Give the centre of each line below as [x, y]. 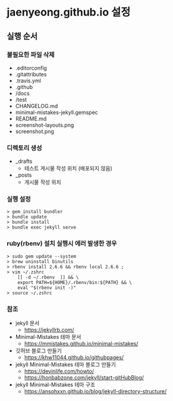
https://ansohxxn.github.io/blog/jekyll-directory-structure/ [95, 391]
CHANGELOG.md [37, 106]
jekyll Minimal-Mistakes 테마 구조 [55, 385]
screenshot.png [34, 131]
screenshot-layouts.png [45, 125]
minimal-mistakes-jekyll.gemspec [57, 112]
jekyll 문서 [27, 323]
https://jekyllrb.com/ [49, 330]
